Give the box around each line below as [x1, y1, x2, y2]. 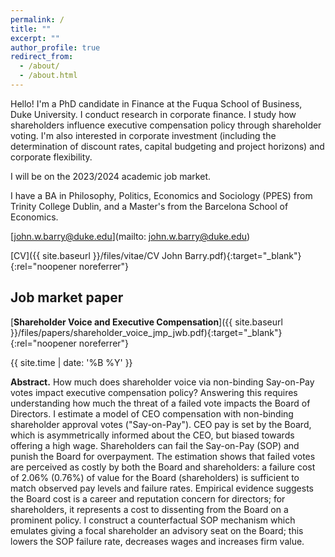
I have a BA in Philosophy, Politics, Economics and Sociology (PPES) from [10, 189, 313, 201]
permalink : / [10, 14, 65, 25]
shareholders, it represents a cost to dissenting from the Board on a [10, 503, 289, 515]
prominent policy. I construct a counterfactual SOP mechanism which [10, 514, 296, 526]
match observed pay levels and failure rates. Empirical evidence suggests [10, 482, 314, 494]
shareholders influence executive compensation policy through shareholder [10, 119, 322, 131]
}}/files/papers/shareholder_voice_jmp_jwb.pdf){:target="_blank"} [10, 326, 283, 338]
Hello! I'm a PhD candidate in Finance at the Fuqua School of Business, [10, 97, 303, 110]
